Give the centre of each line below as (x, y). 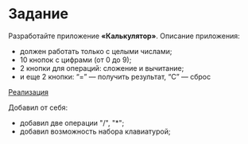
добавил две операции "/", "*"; (72, 123)
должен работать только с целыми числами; (96, 51)
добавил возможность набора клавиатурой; (95, 131)
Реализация (29, 91)
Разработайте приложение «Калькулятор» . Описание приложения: (124, 36)
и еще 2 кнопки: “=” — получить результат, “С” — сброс (115, 76)
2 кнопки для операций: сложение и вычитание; (102, 68)
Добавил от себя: (38, 107)
